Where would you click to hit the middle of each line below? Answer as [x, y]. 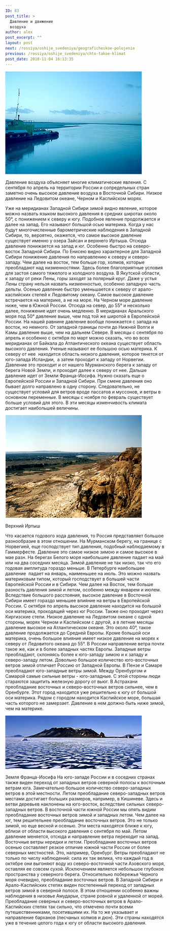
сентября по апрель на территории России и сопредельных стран [77, 188]
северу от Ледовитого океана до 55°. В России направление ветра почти [85, 643]
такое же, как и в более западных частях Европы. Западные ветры [78, 649]
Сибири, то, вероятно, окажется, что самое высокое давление [74, 235]
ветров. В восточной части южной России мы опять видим [92, 809]
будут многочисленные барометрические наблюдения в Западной [78, 230]
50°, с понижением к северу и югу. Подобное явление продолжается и [83, 219]
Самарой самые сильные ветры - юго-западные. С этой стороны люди [83, 676]
